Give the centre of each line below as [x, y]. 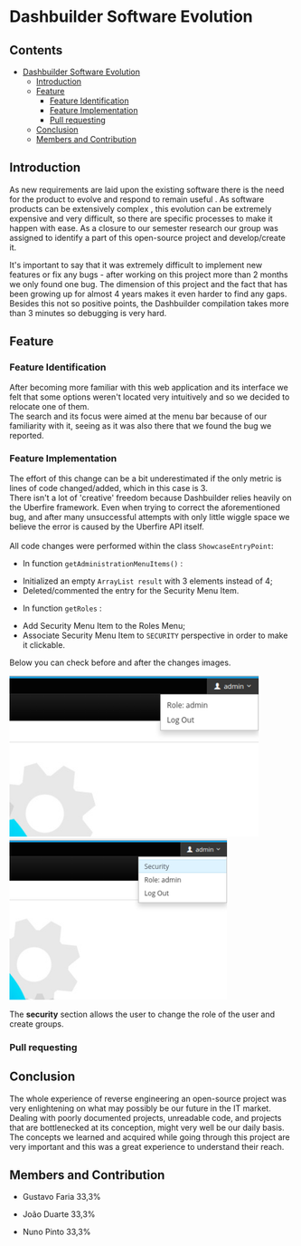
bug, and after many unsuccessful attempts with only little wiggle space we [150, 517]
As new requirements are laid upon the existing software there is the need [147, 189]
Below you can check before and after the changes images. [120, 662]
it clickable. [44, 644]
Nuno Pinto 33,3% [56, 1232]
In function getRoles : [62, 608]
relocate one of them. [50, 406]
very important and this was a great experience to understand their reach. [147, 1146]
